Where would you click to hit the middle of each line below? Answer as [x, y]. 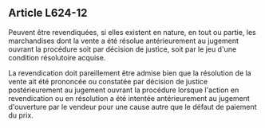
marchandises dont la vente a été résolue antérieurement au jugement [124, 41]
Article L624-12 [48, 13]
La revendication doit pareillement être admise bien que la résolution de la [130, 73]
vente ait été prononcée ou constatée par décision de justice [108, 81]
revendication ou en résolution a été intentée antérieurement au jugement [129, 98]
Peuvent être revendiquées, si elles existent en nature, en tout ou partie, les [132, 32]
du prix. [21, 115]
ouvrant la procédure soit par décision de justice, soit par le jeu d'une [123, 49]
